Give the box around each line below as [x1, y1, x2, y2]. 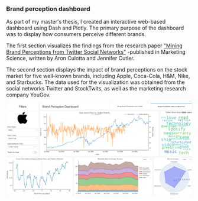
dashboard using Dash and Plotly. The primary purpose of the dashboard [6, 24, 184, 31]
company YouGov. [6, 91, 51, 99]
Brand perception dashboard [6, 5, 90, 13]
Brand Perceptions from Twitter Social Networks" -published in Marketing [6, 48, 186, 56]
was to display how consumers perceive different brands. [6, 31, 146, 38]
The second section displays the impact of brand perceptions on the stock [6, 66, 188, 73]
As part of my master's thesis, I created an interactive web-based [6, 18, 166, 25]
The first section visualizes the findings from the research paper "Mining [6, 42, 183, 49]
